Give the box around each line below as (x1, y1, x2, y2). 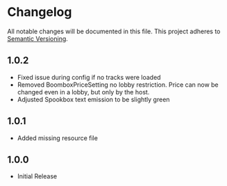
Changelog (7, 4, 72, 20)
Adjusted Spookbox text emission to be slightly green (17, 95, 170, 103)
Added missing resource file (17, 133, 99, 142)
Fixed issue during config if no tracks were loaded (17, 73, 161, 81)
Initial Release (17, 172, 58, 180)
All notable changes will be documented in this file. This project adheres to (7, 27, 221, 35)
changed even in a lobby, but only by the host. (17, 87, 150, 96)
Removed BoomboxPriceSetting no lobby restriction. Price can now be (17, 81, 219, 89)
